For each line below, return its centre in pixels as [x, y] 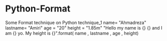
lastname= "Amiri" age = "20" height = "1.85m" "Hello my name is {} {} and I [84, 27]
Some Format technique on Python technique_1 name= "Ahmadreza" [76, 22]
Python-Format [38, 9]
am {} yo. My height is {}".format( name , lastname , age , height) [72, 33]
